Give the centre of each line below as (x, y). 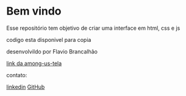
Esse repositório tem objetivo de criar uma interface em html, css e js (93, 28)
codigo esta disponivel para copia (49, 39)
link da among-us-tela (34, 63)
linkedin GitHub (26, 87)
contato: (17, 75)
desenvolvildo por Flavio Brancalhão (52, 51)
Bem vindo (34, 11)
